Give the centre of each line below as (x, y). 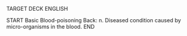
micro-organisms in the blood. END (50, 27)
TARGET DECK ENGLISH (37, 9)
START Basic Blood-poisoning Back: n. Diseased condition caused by (94, 20)
